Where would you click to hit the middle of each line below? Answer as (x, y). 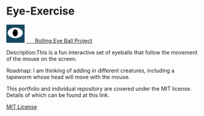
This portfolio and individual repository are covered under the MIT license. (99, 88)
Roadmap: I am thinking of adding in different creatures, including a (90, 70)
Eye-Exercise (40, 11)
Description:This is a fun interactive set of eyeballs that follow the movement (102, 52)
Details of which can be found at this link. (58, 95)
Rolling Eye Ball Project (64, 40)
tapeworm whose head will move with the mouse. (68, 77)
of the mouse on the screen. (42, 59)
